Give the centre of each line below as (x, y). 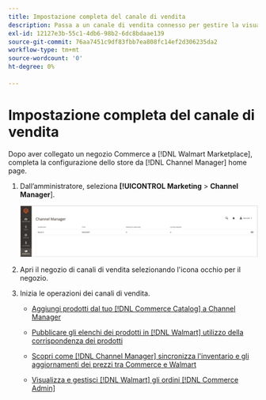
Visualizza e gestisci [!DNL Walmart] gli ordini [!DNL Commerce (135, 379)
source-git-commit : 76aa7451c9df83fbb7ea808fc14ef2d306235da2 (113, 42)
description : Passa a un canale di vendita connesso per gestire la (123, 25)
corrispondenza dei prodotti (77, 341)
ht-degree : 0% (32, 67)
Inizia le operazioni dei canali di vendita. (85, 293)
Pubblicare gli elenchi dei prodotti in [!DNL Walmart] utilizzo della (137, 332)
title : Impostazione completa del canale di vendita (97, 17)
